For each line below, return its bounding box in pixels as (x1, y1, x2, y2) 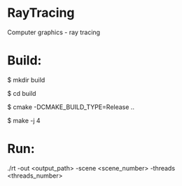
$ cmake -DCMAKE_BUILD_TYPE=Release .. (7, 103, 135, 111)
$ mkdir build (7, 76, 45, 84)
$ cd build (7, 89, 36, 97)
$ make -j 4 (7, 116, 41, 124)
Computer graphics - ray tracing (7, 28, 100, 36)
